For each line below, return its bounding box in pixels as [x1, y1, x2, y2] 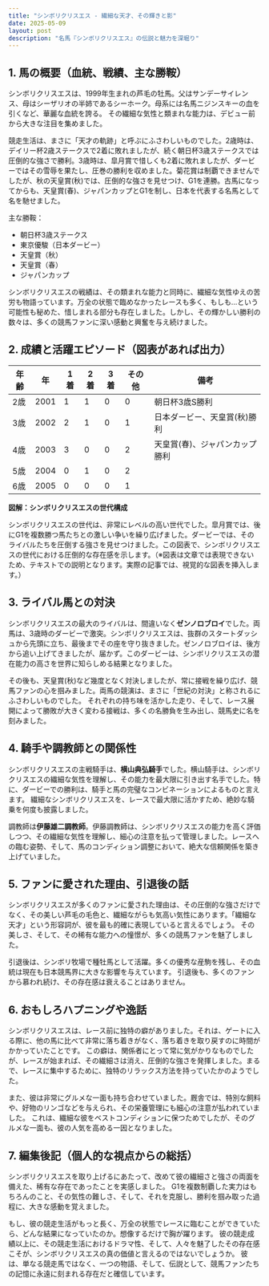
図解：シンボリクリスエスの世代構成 [8, 502, 128, 512]
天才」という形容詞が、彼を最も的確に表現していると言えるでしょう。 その [8, 920, 255, 930]
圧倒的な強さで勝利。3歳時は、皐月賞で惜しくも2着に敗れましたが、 [8, 156, 235, 165]
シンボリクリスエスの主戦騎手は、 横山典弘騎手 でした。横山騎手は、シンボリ [8, 764, 261, 774]
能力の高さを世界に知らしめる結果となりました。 [14, 659, 177, 668]
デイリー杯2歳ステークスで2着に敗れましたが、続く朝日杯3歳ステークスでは [8, 146, 259, 156]
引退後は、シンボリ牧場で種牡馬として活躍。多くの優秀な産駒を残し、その [8, 957, 254, 967]
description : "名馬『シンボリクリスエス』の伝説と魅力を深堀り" [8, 34, 199, 43]
